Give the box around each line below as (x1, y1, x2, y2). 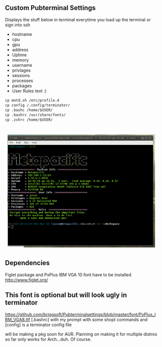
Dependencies (5, 259, 50, 267)
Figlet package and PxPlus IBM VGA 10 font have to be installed (5, 271, 132, 278)
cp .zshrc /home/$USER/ (5, 117, 53, 122)
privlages (12, 67, 31, 73)
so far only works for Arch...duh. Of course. (5, 336, 92, 342)
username (12, 62, 32, 68)
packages (12, 82, 32, 89)
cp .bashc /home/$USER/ (5, 108, 53, 112)
